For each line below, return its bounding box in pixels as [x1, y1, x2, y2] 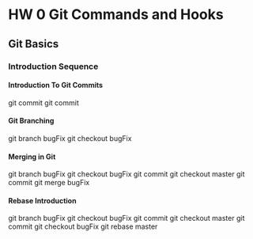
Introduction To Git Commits [8, 81, 104, 90]
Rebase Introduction [8, 195, 77, 205]
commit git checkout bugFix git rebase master [8, 222, 158, 231]
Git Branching [8, 116, 55, 126]
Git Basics [8, 37, 59, 51]
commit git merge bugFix [8, 178, 90, 188]
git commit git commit [8, 97, 79, 108]
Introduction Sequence [8, 61, 99, 72]
